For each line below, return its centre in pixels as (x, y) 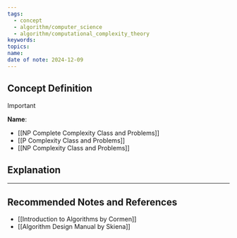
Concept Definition (50, 89)
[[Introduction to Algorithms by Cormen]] (77, 219)
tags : (15, 14)
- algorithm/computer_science (58, 27)
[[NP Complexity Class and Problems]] (74, 148)
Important (22, 105)
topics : (19, 47)
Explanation (34, 170)
